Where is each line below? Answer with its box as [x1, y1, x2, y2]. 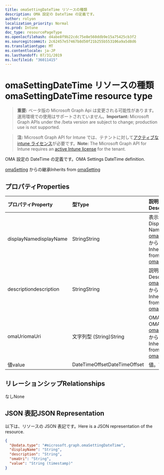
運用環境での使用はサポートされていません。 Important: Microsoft [17, 114, 149, 120]
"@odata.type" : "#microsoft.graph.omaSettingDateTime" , [9, 443, 125, 448]
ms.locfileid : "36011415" [5, 57, 58, 62]
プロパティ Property [7, 201, 53, 208]
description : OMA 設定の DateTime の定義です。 [5, 12, 97, 17]
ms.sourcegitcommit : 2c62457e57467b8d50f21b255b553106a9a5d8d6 [5, 39, 137, 44]
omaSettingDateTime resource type [5, 91, 153, 102]
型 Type [72, 201, 89, 208]
